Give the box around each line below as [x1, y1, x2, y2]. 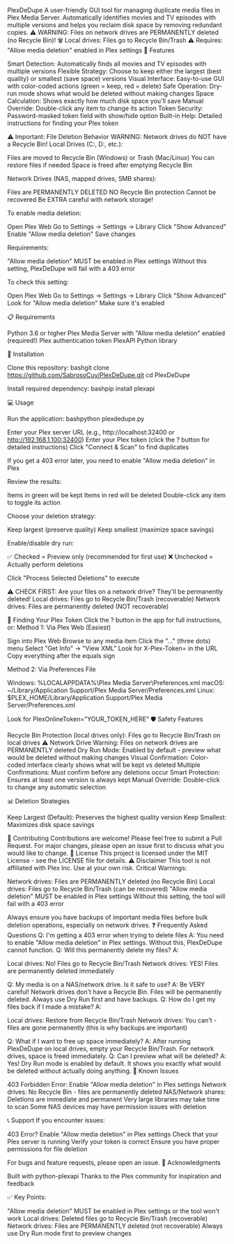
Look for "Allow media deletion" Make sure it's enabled [7, 299, 165, 307]
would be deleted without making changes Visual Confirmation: [7, 754, 189, 761]
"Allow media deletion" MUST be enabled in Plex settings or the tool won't [7, 1207, 219, 1215]
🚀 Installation [7, 350, 45, 358]
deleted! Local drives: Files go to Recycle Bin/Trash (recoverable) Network [7, 595, 221, 603]
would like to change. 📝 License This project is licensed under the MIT [7, 849, 209, 857]
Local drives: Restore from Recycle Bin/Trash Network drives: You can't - [7, 1016, 217, 1024]
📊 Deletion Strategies [7, 797, 70, 805]
